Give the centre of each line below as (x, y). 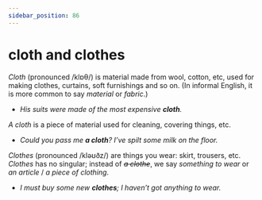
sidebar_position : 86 (44, 15)
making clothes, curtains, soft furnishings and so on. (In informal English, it (130, 85)
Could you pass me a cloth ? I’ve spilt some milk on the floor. (119, 140)
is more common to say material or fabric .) (78, 94)
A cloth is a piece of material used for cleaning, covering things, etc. (120, 125)
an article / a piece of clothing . (59, 172)
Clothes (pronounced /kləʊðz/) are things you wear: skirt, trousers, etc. (125, 155)
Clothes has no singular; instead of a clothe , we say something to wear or (129, 163)
